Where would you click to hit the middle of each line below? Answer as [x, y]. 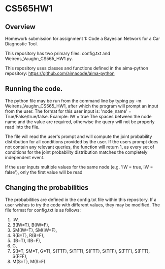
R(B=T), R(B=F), [28, 235]
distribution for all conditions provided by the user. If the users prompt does [82, 141]
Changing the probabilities [47, 188]
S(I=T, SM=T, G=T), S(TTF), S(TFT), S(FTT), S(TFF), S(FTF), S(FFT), [81, 251]
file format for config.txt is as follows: [43, 210]
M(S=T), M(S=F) [29, 261]
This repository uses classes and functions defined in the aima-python [77, 68]
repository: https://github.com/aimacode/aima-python [60, 73]
